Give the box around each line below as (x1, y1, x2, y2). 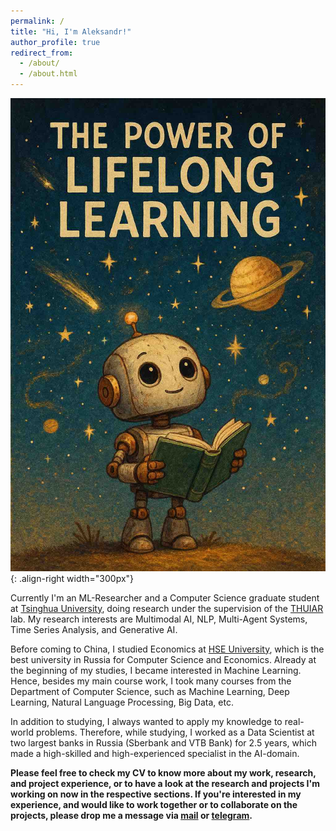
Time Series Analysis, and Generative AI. (10, 623, 178, 635)
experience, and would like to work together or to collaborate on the (10, 798, 298, 810)
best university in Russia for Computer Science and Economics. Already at (10, 653, 317, 665)
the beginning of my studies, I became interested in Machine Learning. (10, 664, 302, 676)
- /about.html (19, 69, 78, 79)
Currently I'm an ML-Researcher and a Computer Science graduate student (10, 591, 320, 604)
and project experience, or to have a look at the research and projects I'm (10, 777, 321, 789)
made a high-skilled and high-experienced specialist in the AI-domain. (10, 747, 300, 759)
